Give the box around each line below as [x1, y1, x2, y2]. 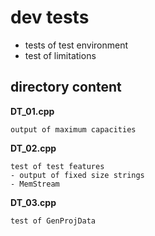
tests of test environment [24, 39, 129, 51]
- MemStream [10, 179, 60, 189]
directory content [10, 79, 122, 96]
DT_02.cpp [10, 142, 57, 154]
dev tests [10, 6, 90, 29]
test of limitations [24, 49, 97, 61]
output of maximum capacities [10, 124, 137, 135]
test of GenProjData [10, 216, 97, 226]
